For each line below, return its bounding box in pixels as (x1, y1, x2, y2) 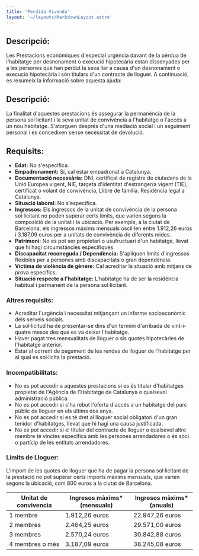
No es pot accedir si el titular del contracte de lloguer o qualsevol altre (14, 426, 187, 433)
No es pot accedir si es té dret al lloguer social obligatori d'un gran (14, 413, 178, 421)
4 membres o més (9, 540, 60, 548)
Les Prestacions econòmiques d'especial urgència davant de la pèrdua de (6, 52, 187, 59)
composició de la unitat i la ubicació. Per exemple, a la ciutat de (14, 218, 170, 225)
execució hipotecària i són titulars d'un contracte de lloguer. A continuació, (6, 71, 190, 78)
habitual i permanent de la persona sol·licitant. (14, 281, 128, 288)
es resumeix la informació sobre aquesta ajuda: (6, 77, 122, 84)
